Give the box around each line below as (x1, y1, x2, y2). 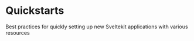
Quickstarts (5, 4, 64, 17)
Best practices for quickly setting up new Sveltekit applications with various (5, 23, 188, 30)
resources (5, 29, 30, 36)
